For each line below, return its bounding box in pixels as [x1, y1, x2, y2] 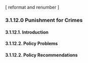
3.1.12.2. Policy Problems [5, 40, 58, 46]
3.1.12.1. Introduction [5, 29, 49, 35]
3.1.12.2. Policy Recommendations [5, 52, 78, 58]
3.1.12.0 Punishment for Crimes [5, 16, 83, 23]
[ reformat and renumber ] [5, 4, 59, 10]
